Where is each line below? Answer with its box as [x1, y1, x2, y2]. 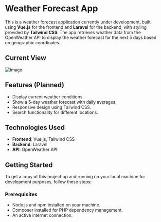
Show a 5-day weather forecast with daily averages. [12, 99, 117, 105]
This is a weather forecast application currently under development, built [5, 19, 151, 25]
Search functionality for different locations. [12, 109, 98, 115]
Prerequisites [5, 191, 37, 198]
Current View [5, 54, 47, 62]
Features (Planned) [5, 81, 65, 89]
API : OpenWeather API [12, 147, 58, 152]
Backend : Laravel [12, 142, 48, 148]
